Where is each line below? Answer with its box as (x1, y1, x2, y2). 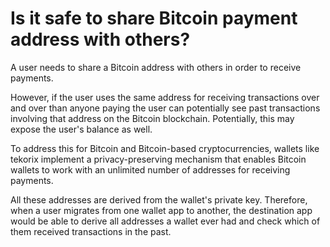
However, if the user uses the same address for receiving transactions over (10, 91, 320, 103)
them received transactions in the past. (10, 225, 172, 237)
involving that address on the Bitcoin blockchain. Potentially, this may (10, 112, 295, 124)
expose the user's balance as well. (10, 123, 153, 135)
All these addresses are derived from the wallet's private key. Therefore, (10, 193, 308, 206)
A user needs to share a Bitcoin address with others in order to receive (10, 61, 302, 73)
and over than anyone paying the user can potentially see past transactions (10, 102, 321, 114)
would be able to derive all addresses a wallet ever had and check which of (10, 215, 321, 227)
